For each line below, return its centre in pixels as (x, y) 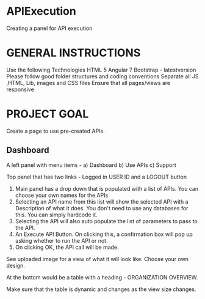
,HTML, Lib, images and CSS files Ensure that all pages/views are (88, 83)
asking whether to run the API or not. (61, 240)
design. (16, 265)
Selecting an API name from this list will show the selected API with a (102, 201)
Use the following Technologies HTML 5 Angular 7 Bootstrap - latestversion (101, 70)
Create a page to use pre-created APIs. (56, 131)
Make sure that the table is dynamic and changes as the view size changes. (101, 289)
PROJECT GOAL (48, 114)
